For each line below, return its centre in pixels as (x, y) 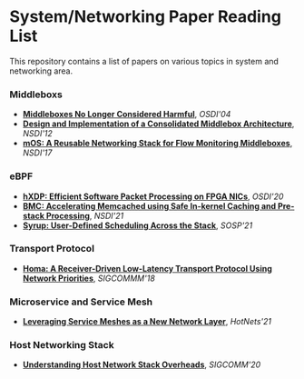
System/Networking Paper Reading (145, 17)
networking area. (41, 71)
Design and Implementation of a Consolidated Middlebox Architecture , (158, 124)
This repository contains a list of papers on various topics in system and (144, 61)
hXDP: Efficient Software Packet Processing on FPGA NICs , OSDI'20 (153, 196)
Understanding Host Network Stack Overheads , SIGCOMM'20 (142, 364)
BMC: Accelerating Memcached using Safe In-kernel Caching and (149, 205)
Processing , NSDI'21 (85, 215)
